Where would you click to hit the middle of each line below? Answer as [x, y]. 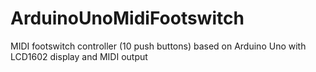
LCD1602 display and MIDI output [79, 56]
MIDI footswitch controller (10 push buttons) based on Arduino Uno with [158, 46]
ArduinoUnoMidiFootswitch [127, 18]
